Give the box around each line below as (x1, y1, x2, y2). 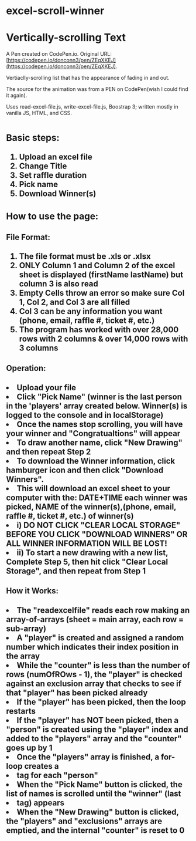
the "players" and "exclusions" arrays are (6, 816, 163, 826)
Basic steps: (6, 132, 60, 144)
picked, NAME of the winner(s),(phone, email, (6, 502, 177, 512)
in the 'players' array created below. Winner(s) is (6, 401, 188, 411)
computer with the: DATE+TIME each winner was (6, 492, 188, 502)
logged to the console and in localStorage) (6, 410, 164, 420)
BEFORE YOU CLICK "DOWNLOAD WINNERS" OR (6, 529, 188, 539)
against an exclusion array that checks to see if (6, 679, 182, 689)
